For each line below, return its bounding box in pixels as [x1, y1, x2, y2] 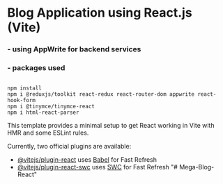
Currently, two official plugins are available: [7, 142, 132, 151]
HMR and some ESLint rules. [7, 128, 89, 137]
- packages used [7, 63, 66, 73]
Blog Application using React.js [7, 5, 193, 21]
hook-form [7, 97, 36, 104]
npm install [7, 85, 42, 92]
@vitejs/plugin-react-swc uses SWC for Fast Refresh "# [17, 163, 178, 172]
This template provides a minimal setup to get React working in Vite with [7, 122, 215, 130]
